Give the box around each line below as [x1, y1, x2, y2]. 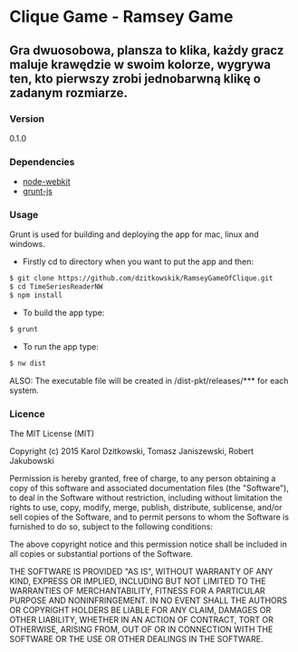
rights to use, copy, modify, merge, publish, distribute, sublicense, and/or [9, 502, 283, 513]
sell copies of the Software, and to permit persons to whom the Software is [9, 511, 290, 523]
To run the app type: [22, 341, 100, 351]
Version [9, 112, 45, 124]
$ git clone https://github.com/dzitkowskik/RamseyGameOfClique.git [9, 274, 274, 283]
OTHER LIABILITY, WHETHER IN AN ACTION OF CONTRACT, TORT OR [9, 615, 274, 626]
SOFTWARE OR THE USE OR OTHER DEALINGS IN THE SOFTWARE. [9, 634, 264, 645]
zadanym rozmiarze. [9, 84, 129, 101]
